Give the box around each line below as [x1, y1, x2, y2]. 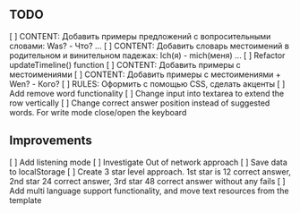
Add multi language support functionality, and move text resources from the [9, 185, 289, 196]
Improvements [9, 133, 92, 149]
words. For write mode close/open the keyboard [9, 106, 187, 117]
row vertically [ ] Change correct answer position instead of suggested [9, 98, 270, 108]
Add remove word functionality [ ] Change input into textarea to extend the [9, 88, 285, 98]
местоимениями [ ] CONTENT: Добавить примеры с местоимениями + [9, 69, 282, 80]
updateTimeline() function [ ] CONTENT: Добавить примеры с [9, 59, 241, 70]
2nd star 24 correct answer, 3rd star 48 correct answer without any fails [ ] [9, 175, 286, 186]
